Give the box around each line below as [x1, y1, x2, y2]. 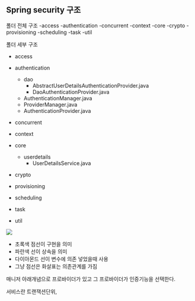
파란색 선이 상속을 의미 [14, 248, 68, 255]
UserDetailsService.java [32, 159, 91, 167]
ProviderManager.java [23, 101, 78, 108]
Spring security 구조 [6, 5, 81, 15]
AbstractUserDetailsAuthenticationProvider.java [32, 82, 149, 89]
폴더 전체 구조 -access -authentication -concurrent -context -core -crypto [6, 22, 186, 29]
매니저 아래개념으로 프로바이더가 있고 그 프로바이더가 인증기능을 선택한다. [6, 275, 176, 283]
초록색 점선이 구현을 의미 [14, 240, 72, 248]
